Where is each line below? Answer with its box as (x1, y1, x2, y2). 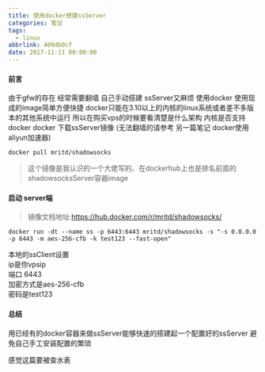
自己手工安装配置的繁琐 (14, 338, 92, 347)
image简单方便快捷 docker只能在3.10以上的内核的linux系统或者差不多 (21, 103, 248, 113)
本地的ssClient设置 (8, 250, 70, 259)
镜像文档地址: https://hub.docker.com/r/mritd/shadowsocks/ (27, 212, 222, 222)
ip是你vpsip (8, 259, 46, 270)
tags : (8, 26, 26, 34)
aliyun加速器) (8, 132, 51, 143)
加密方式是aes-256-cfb (8, 279, 85, 290)
